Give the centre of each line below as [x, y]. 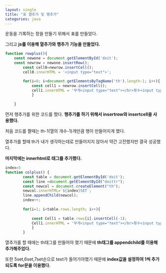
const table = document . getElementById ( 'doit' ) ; [74, 177]
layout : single [21, 10]
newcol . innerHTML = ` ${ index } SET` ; [57, 191]
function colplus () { [27, 172]
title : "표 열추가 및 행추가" [32, 14]
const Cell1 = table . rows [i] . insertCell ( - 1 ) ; [79, 218]
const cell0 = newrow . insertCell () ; [58, 68]
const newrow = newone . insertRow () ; [52, 63]
